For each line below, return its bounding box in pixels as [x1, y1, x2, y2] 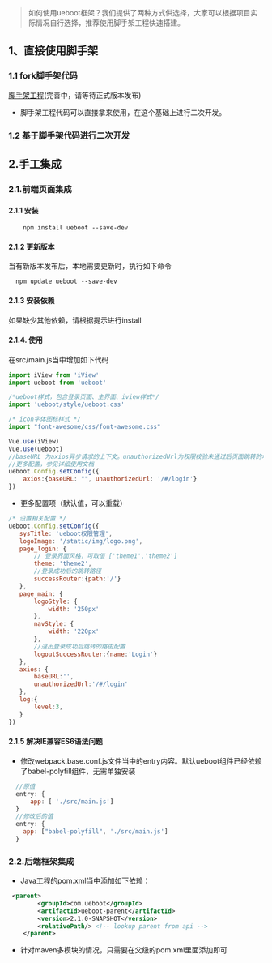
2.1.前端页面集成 [8, 183, 72, 195]
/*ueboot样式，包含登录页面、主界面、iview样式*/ [8, 393, 159, 401]
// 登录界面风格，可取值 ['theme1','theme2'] [33, 552, 178, 560]
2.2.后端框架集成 [8, 855, 74, 867]
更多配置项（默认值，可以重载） [19, 499, 127, 508]
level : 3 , [33, 703, 63, 711]
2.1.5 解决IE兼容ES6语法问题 [8, 737, 104, 747]
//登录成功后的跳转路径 [33, 567, 102, 576]
